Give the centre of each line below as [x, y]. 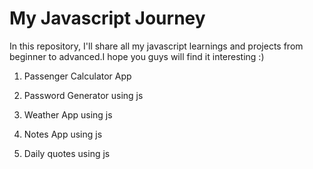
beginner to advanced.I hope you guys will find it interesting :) [137, 56]
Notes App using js [63, 134]
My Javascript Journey [107, 18]
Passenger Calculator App [77, 76]
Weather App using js [68, 114]
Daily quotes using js [67, 153]
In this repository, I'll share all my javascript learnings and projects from [156, 46]
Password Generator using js [83, 95]
